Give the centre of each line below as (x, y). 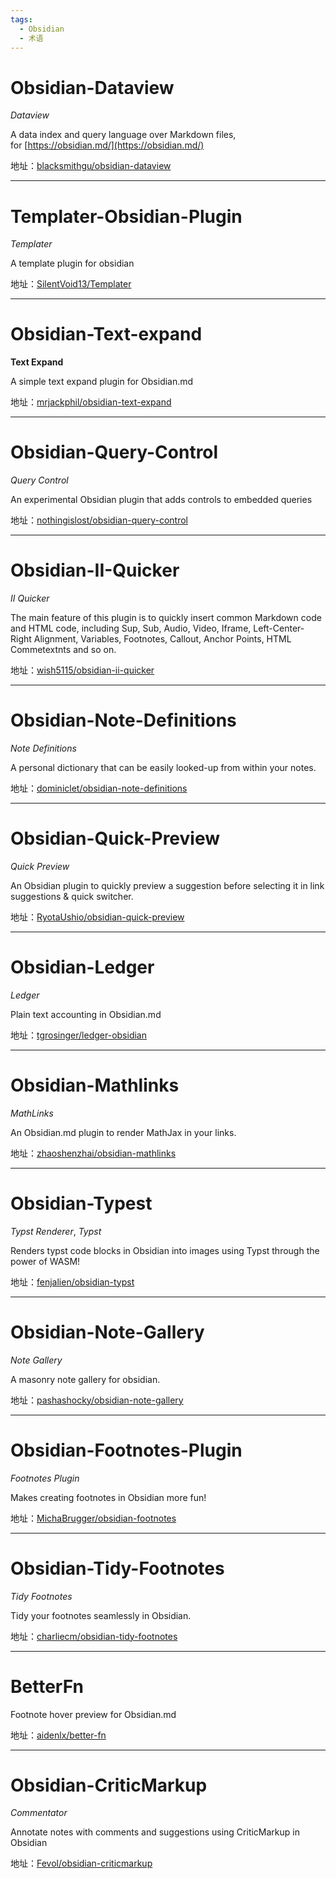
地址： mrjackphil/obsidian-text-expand (91, 402)
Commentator (39, 1813)
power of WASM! (45, 1261)
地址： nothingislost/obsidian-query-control (99, 520)
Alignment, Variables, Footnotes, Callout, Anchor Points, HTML (162, 639)
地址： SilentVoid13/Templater (71, 284)
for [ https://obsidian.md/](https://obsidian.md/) (107, 145)
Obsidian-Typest (81, 1203)
